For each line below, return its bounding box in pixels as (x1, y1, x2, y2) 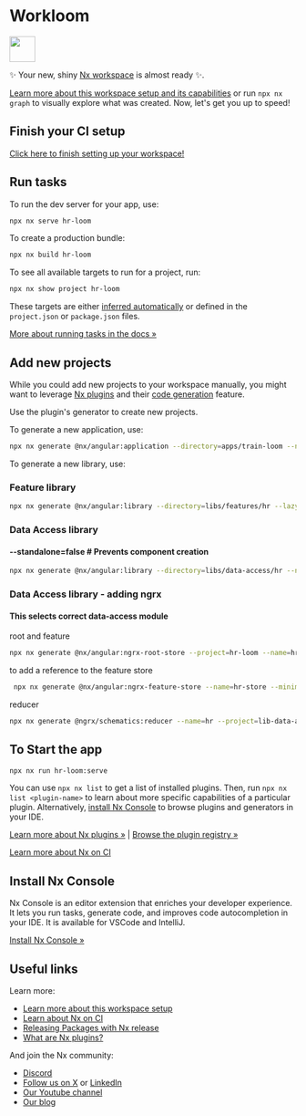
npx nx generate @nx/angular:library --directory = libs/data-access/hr (9, 567, 283, 576)
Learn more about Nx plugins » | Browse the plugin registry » (9, 829, 239, 840)
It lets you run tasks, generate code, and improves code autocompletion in (9, 907, 289, 918)
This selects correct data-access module (9, 610, 168, 621)
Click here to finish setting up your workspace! (9, 148, 185, 159)
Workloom (9, 5, 90, 26)
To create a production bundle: (9, 233, 126, 244)
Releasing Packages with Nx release (22, 1023, 159, 1034)
